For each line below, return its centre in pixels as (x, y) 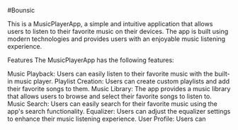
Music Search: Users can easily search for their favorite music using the (112, 104)
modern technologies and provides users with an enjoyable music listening (116, 39)
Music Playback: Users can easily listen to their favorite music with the (110, 74)
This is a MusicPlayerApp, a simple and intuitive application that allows (110, 24)
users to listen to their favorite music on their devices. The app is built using (118, 31)
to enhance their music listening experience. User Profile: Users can (107, 119)
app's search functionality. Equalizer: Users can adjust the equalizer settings (119, 111)
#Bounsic (21, 10)
